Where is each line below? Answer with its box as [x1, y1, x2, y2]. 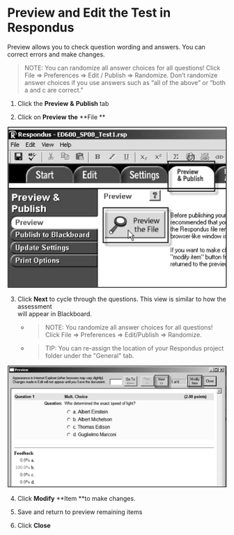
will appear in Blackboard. [17, 310, 93, 318]
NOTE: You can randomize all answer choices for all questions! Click [24, 63, 221, 72]
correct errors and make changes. [7, 50, 106, 59]
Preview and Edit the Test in [7, 5, 171, 21]
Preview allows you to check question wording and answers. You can [7, 42, 205, 51]
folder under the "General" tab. [45, 352, 134, 360]
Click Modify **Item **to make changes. [17, 495, 136, 503]
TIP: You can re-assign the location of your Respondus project [45, 344, 224, 352]
